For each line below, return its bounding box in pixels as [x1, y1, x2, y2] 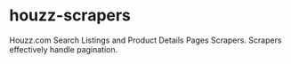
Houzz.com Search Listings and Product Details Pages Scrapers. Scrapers [9, 35, 282, 45]
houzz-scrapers [9, 5, 132, 26]
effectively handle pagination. [9, 44, 118, 54]
